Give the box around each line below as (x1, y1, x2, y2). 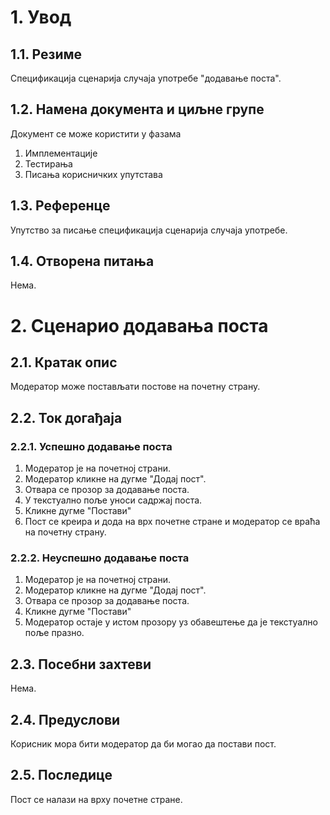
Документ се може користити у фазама (10, 127, 182, 140)
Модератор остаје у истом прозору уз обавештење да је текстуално (24, 616, 318, 628)
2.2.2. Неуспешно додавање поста (10, 551, 190, 565)
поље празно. (24, 627, 85, 639)
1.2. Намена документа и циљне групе (10, 101, 265, 118)
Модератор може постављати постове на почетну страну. (10, 381, 261, 393)
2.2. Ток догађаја (10, 409, 123, 426)
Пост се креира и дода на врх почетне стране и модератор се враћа (24, 516, 321, 528)
